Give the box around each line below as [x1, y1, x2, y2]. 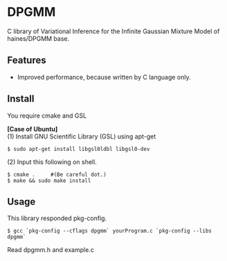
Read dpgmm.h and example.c [7, 246, 95, 254]
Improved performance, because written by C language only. [17, 73, 191, 81]
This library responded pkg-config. [7, 214, 107, 222]
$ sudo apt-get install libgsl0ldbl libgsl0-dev [7, 145, 150, 152]
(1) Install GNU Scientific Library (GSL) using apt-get [7, 132, 156, 141]
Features [7, 55, 46, 66]
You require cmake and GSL [7, 111, 87, 120]
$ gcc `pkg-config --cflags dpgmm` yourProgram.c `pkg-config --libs [7, 228, 212, 235]
